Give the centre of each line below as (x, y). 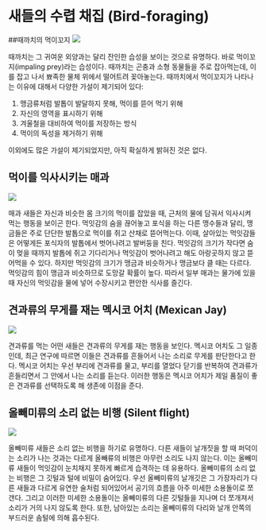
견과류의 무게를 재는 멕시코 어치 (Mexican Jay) (118, 310)
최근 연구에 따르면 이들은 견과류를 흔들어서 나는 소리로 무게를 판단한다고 (136, 355)
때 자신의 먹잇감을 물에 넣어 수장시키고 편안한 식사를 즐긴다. (100, 282)
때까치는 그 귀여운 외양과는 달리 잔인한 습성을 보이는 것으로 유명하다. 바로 (121, 56)
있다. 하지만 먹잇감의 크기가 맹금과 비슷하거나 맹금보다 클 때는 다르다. (145, 262)
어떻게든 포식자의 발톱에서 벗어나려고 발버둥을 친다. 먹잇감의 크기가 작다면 (131, 242)
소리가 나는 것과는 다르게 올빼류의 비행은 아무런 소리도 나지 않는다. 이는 (126, 458)
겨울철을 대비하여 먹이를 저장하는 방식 (78, 123)
